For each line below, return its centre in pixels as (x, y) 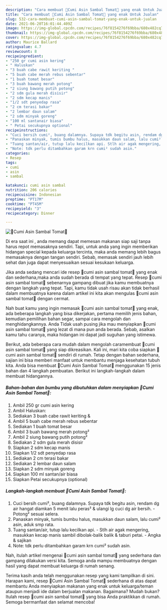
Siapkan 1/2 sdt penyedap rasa (44, 453)
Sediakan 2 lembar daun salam (44, 464)
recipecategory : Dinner (30, 213)
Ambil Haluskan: (29, 411)
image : (12, 28)
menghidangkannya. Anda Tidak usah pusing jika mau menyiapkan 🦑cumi (81, 324)
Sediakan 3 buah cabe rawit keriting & (52, 416)
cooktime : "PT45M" (25, 204)
